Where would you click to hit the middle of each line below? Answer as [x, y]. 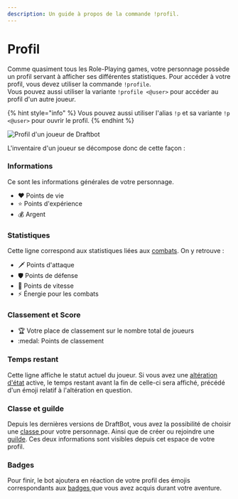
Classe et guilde [36, 408]
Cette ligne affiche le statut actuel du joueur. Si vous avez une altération [113, 375]
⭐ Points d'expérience [50, 203]
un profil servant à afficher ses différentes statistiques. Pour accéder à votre [119, 76]
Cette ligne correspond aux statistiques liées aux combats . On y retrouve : [116, 251]
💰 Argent [32, 214]
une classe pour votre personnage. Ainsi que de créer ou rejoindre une [111, 431]
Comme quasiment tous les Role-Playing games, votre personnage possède [118, 69]
